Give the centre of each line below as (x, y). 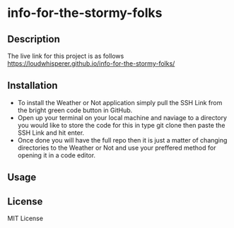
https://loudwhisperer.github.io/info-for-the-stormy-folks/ (91, 64)
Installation (33, 86)
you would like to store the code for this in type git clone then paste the (121, 125)
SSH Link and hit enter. (51, 133)
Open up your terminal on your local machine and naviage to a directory (122, 117)
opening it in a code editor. (57, 155)
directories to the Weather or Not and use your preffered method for (117, 148)
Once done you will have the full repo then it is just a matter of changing (122, 140)
